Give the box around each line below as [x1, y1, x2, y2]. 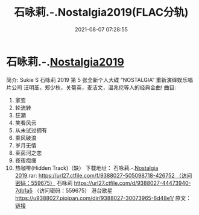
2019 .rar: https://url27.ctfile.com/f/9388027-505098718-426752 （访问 [14, 172, 192, 179]
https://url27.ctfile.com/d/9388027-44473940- [74, 179, 191, 187]
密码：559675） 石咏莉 [14, 179, 73, 187]
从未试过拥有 [14, 126, 47, 134]
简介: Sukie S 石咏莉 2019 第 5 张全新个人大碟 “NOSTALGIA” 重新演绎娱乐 [6, 76, 188, 83]
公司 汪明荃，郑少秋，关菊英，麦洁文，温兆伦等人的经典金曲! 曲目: [11, 84, 176, 91]
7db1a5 [14, 187, 33, 194]
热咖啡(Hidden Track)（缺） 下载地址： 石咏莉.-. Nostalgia [14, 164, 159, 172]
